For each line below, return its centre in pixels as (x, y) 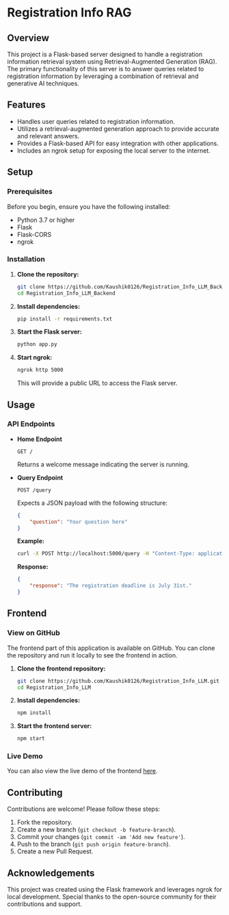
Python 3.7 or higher (46, 220)
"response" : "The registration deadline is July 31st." (111, 586)
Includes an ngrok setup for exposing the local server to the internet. (113, 150)
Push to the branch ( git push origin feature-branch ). (94, 844)
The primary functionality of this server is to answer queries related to (106, 69)
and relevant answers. (48, 136)
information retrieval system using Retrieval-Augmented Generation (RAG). (112, 62)
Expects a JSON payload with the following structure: (92, 503)
